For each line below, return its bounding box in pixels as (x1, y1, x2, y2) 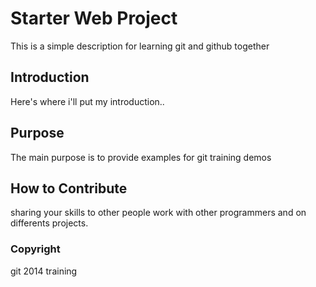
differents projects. (10, 217, 89, 229)
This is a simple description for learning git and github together (10, 40, 270, 52)
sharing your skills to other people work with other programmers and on (10, 207, 307, 219)
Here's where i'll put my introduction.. (10, 95, 165, 107)
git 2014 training (10, 265, 78, 277)
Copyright (10, 242, 61, 256)
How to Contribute (10, 180, 128, 197)
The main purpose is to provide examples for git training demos (10, 151, 272, 163)
